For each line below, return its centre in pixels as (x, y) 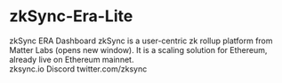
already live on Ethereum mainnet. (72, 59)
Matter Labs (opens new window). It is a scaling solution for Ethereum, (138, 49)
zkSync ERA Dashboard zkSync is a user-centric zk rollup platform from (141, 41)
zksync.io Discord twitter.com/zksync (78, 69)
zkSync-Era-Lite (71, 16)
